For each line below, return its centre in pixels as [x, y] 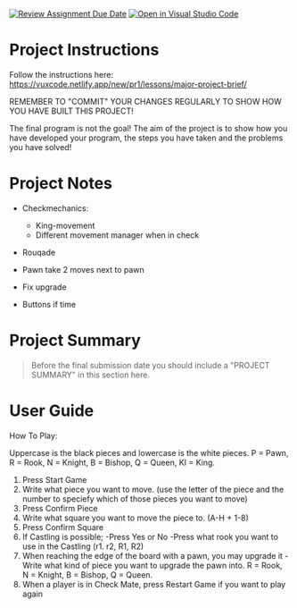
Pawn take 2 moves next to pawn [83, 269]
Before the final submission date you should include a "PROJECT [150, 365]
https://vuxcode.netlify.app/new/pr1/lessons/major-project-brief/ [128, 84]
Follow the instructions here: [62, 74]
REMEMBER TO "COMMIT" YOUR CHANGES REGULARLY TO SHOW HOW [146, 101]
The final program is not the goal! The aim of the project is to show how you [148, 128]
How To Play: [33, 435]
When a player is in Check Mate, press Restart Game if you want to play [154, 584]
